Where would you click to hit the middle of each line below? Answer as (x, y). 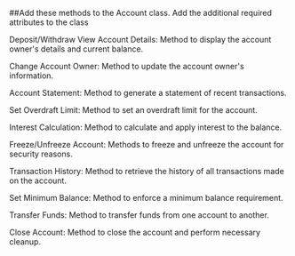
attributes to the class (49, 22)
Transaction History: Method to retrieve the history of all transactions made (147, 171)
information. (32, 76)
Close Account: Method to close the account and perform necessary (135, 232)
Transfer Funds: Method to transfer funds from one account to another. (139, 215)
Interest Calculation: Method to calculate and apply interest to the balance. (146, 127)
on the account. (38, 180)
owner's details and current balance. (76, 49)
